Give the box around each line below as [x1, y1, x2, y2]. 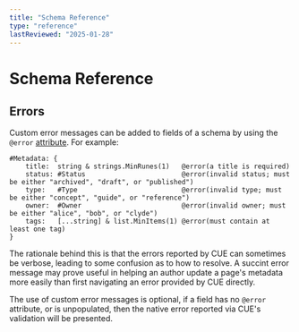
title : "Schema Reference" [9, 13, 110, 22]
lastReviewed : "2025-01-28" [9, 30, 115, 38]
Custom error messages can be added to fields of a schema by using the [9, 127, 278, 139]
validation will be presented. [9, 313, 114, 324]
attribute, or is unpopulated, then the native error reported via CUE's [9, 303, 261, 314]
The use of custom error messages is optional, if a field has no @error [9, 294, 267, 305]
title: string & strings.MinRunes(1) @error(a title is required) [25, 162, 291, 171]
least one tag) [9, 225, 66, 234]
